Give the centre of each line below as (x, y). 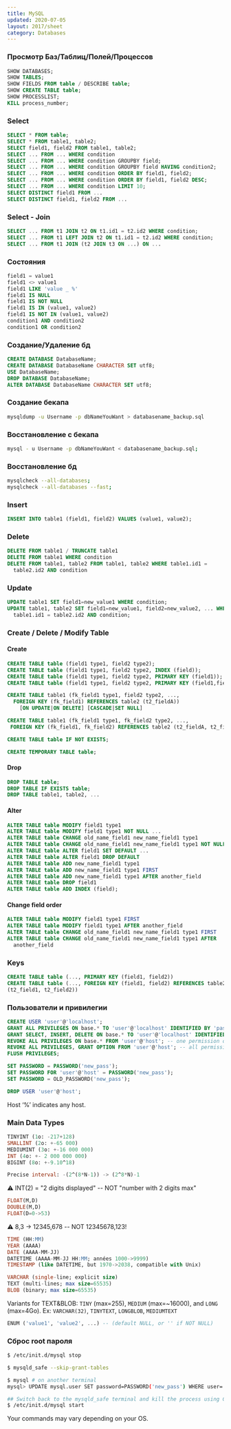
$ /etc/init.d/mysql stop (44, 1355)
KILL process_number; (38, 103)
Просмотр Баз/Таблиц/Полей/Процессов (80, 57)
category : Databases (37, 33)
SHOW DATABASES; (30, 71)
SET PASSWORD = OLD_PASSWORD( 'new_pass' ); (69, 1079)
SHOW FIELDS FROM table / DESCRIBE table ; (69, 84)
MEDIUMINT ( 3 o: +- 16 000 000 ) (51, 1149)
